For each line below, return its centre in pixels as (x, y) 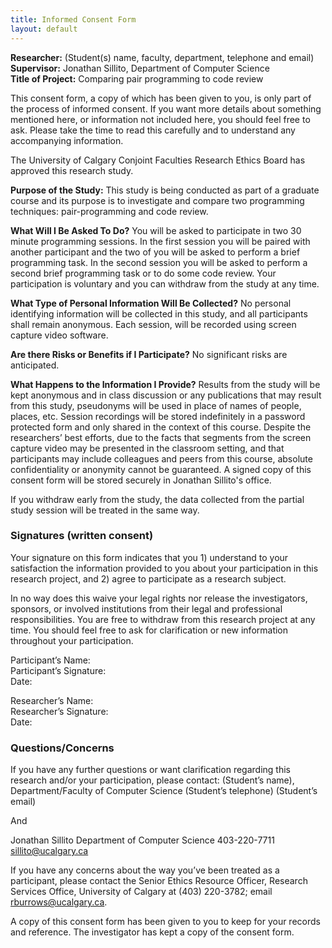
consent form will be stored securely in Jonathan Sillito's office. (141, 480)
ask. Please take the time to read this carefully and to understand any (153, 130)
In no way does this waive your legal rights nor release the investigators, (159, 598)
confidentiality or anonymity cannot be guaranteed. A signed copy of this (161, 469)
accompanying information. (67, 140)
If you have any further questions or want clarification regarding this (150, 770)
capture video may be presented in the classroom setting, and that (147, 448)
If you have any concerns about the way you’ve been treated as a (145, 870)
